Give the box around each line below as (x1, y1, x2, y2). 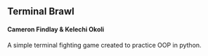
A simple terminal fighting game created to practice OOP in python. (7, 41, 202, 49)
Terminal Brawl (7, 6, 75, 17)
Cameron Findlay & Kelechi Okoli (7, 24, 105, 34)
